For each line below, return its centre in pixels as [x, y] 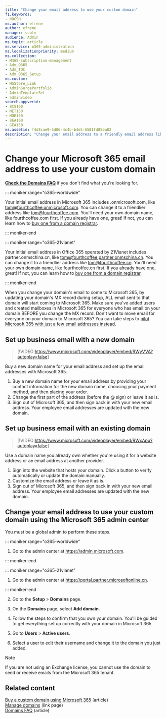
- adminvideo [19, 97]
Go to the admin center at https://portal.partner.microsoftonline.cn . [80, 580]
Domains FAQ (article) [27, 711]
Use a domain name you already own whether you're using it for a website [81, 455]
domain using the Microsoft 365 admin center [77, 520]
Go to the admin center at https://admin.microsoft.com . [68, 551]
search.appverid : [23, 102]
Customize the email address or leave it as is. [58, 480]
